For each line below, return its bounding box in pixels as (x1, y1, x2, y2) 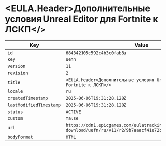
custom (7, 116, 23, 121)
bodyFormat (7, 134, 33, 140)
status (7, 109, 23, 115)
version (7, 63, 26, 69)
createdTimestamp (7, 95, 48, 101)
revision (7, 70, 28, 76)
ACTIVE (65, 109, 81, 115)
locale (7, 88, 23, 94)
